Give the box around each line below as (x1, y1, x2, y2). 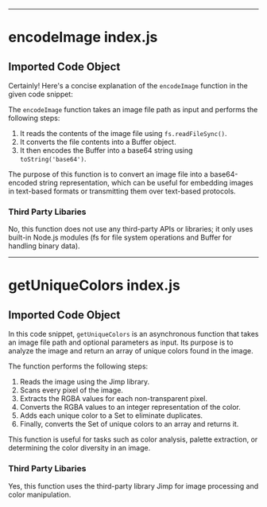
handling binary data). (8, 241, 81, 251)
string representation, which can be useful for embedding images (39, 178, 253, 187)
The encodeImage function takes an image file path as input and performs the (8, 105, 258, 114)
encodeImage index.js (8, 29, 158, 46)
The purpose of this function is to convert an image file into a (8, 170, 208, 179)
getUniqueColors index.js (8, 276, 180, 294)
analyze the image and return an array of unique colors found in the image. (8, 346, 253, 356)
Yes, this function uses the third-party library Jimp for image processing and (8, 481, 259, 490)
